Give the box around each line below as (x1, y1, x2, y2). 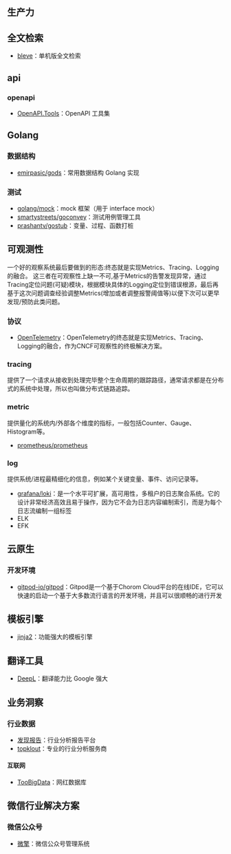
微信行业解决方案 (7, 800, 80, 812)
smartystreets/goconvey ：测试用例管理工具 (16, 213, 141, 221)
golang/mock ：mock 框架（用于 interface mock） (16, 204, 159, 212)
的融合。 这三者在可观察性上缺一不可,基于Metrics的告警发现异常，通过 (7, 271, 207, 280)
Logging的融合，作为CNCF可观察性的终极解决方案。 (16, 341, 166, 350)
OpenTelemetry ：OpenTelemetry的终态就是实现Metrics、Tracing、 (16, 333, 208, 341)
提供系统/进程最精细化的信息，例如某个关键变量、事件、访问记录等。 (7, 474, 203, 483)
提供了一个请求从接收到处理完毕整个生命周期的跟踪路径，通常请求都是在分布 (7, 376, 224, 384)
